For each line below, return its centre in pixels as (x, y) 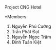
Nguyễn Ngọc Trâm (31, 37)
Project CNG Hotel (23, 7)
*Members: (16, 17)
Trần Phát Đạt (25, 31)
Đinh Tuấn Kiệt (27, 42)
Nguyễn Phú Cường (31, 26)
